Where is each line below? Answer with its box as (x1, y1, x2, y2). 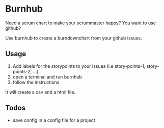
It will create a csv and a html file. (5, 89, 75, 95)
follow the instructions (12, 79, 60, 85)
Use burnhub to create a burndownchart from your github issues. (5, 35, 143, 41)
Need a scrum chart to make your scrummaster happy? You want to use (5, 20, 156, 26)
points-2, (12, 68, 32, 74)
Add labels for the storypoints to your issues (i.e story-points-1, (12, 63, 146, 69)
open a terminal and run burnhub (12, 74, 83, 80)
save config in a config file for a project (12, 117, 95, 123)
